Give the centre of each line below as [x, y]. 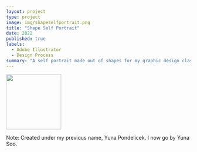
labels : [16, 45]
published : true [26, 39]
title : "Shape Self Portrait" [43, 28]
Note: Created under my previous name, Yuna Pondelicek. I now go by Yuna [98, 137]
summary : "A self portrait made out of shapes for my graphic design [93, 60]
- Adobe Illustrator [36, 50]
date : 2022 [19, 33]
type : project [23, 17]
